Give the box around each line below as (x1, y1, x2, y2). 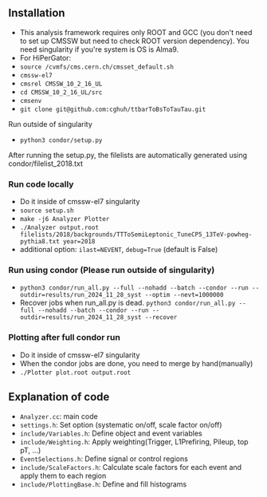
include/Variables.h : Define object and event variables (19, 428, 202, 438)
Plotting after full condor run (8, 332, 121, 343)
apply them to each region (19, 471, 107, 480)
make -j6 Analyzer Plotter (19, 215, 110, 223)
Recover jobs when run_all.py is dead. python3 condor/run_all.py (19, 298, 236, 308)
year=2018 (62, 238, 96, 246)
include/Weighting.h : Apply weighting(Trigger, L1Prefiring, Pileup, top (19, 436, 249, 446)
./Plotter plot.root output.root (19, 369, 132, 377)
